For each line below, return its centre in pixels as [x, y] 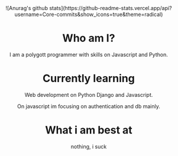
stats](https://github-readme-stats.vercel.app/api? [111, 8]
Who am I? [89, 38]
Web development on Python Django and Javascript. [89, 95]
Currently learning [89, 79]
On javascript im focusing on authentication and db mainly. [89, 106]
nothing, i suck [89, 147]
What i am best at [89, 130]
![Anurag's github [27, 8]
